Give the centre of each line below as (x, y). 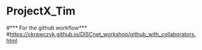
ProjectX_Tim (41, 11)
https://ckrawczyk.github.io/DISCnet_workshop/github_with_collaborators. (103, 34)
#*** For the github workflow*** (47, 28)
